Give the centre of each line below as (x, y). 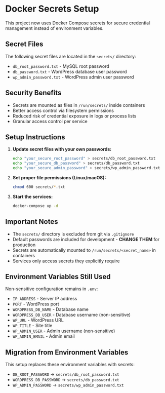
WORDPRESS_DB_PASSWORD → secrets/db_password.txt (66, 380)
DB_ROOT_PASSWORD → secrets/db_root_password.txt (66, 374)
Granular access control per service (50, 121)
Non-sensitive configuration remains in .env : (52, 289)
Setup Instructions (35, 137)
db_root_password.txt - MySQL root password (61, 66)
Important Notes (32, 222)
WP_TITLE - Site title (32, 326)
